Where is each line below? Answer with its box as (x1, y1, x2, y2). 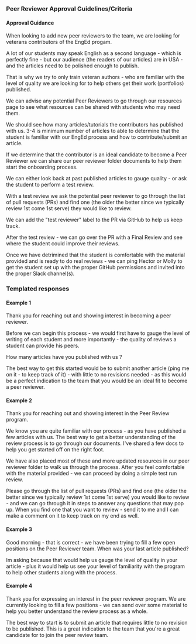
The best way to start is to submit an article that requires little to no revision (6, 619, 188, 626)
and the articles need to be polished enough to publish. (6, 62, 139, 69)
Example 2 (6, 397, 32, 404)
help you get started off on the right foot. (6, 446, 105, 453)
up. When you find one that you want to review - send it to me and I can (6, 506, 179, 513)
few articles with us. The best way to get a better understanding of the (6, 434, 176, 441)
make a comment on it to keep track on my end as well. (6, 512, 139, 519)
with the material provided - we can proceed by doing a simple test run (6, 470, 177, 477)
